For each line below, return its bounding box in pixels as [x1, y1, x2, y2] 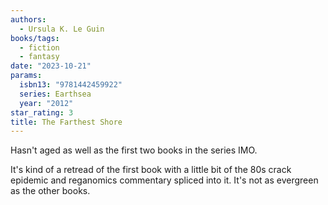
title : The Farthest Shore [10, 117, 123, 127]
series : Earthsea [19, 89, 92, 99]
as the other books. [10, 185, 91, 197]
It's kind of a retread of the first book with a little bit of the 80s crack [10, 164, 292, 176]
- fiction [19, 42, 60, 53]
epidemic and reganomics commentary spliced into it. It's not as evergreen [10, 174, 319, 186]
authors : [10, 14, 47, 25]
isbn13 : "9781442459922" [19, 80, 123, 90]
